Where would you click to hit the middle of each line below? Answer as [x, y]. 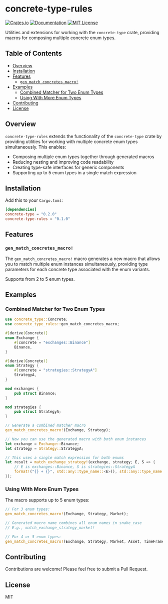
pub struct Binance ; [35, 393]
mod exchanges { [22, 389]
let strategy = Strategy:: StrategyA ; [44, 448]
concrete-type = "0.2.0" [31, 214]
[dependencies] [21, 210]
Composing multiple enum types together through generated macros [83, 157]
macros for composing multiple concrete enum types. [60, 38]
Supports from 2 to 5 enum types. [40, 279]
